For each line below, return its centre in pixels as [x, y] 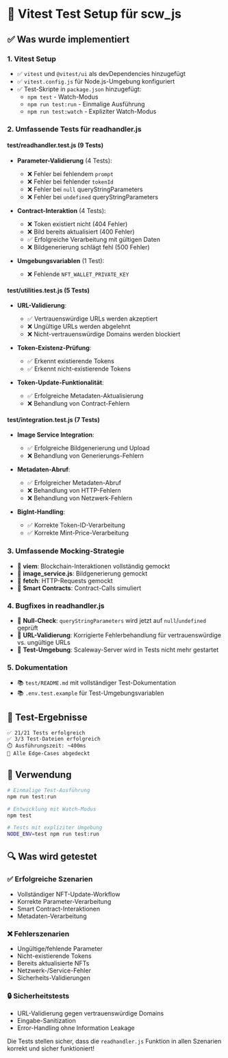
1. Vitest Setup [32, 59]
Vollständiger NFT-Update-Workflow [68, 894]
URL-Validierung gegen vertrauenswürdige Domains [90, 1013]
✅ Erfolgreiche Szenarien [50, 879]
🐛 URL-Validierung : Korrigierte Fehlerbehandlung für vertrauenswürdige [119, 635]
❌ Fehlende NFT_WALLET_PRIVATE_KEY [78, 274]
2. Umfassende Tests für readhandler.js [74, 129]
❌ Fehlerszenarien [38, 933]
